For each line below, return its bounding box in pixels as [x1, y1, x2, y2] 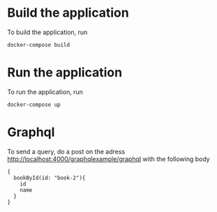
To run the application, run [7, 87, 84, 96]
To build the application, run [7, 28, 88, 36]
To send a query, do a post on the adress [7, 147, 126, 156]
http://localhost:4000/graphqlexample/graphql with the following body [7, 155, 211, 163]
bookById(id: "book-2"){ [13, 174, 86, 181]
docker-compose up [7, 101, 61, 108]
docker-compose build [7, 41, 70, 48]
